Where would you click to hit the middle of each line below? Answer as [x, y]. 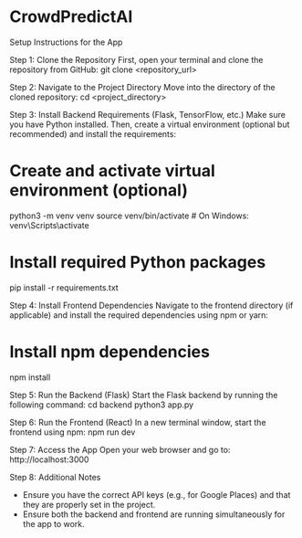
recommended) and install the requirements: [93, 133]
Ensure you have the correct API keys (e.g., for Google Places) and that [156, 494]
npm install [30, 377]
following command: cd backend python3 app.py [102, 405]
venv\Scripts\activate [49, 225]
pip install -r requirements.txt [64, 287]
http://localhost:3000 [49, 459]
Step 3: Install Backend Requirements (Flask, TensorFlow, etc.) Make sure [147, 114]
